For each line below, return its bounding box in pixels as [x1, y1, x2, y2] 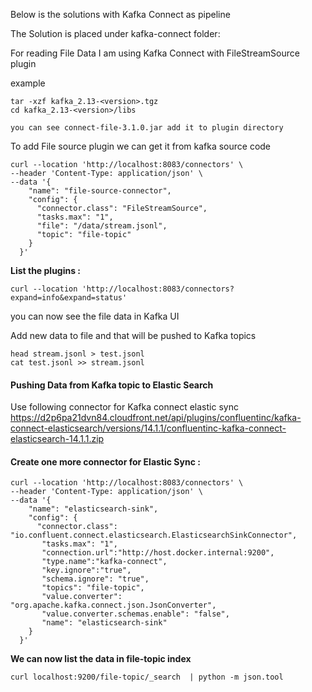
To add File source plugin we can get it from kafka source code [10, 140, 272, 152]
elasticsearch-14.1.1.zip [10, 433, 105, 445]
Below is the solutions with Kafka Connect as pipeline [10, 9, 231, 20]
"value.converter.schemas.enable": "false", [41, 609, 230, 619]
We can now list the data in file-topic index [10, 653, 192, 665]
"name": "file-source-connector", [28, 186, 172, 196]
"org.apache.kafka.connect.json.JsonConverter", [10, 600, 217, 611]
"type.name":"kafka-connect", [41, 557, 168, 567]
